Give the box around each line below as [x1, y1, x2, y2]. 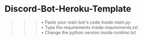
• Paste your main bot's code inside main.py [41, 19, 131, 25]
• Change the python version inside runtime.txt [41, 29, 136, 35]
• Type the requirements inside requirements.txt [41, 24, 138, 30]
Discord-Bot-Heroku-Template [4, 3, 132, 14]
